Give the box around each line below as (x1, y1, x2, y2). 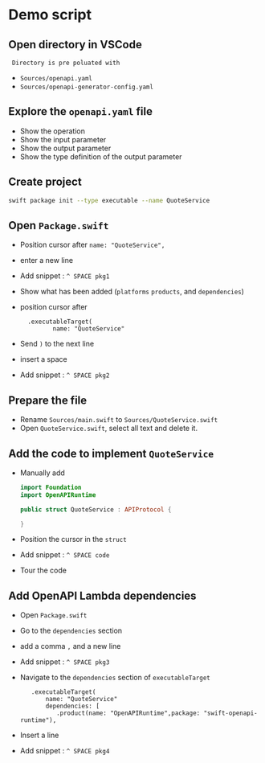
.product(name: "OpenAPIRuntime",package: (55, 709, 201, 717)
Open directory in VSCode (8, 38, 142, 51)
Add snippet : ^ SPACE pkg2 (19, 370, 110, 379)
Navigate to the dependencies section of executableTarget (19, 673, 211, 683)
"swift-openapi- (203, 709, 259, 717)
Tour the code (19, 565, 67, 576)
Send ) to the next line (19, 339, 95, 349)
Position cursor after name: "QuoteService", (19, 240, 165, 250)
